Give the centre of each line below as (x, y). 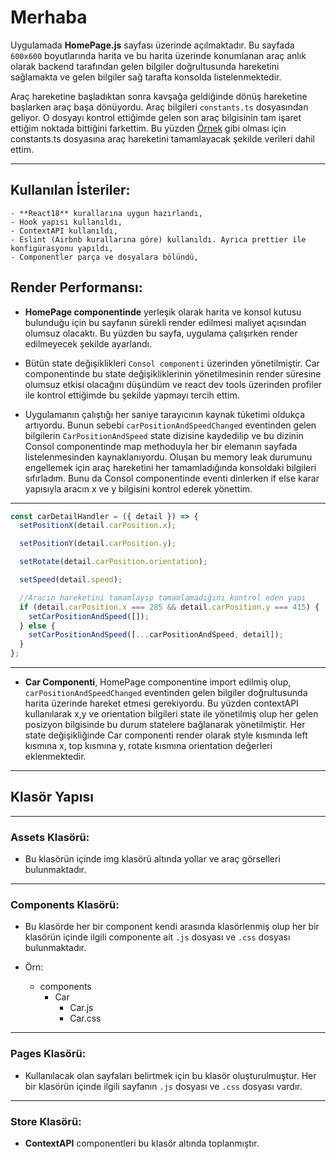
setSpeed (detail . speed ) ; (71, 580)
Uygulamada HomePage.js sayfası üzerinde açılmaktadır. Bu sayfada (152, 45)
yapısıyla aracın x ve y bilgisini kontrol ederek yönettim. (138, 488)
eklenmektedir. (55, 757)
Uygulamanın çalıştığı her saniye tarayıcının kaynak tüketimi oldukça (165, 414)
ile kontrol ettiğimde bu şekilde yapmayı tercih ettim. (132, 395)
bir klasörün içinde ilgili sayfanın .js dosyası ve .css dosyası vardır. (163, 1086)
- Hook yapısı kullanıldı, (66, 222)
